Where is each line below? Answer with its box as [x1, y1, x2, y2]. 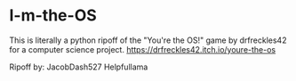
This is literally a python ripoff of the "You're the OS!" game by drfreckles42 [9, 35, 287, 45]
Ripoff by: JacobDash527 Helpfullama [9, 61, 148, 72]
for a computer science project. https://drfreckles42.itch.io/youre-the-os [9, 44, 276, 54]
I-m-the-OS [9, 5, 98, 26]
